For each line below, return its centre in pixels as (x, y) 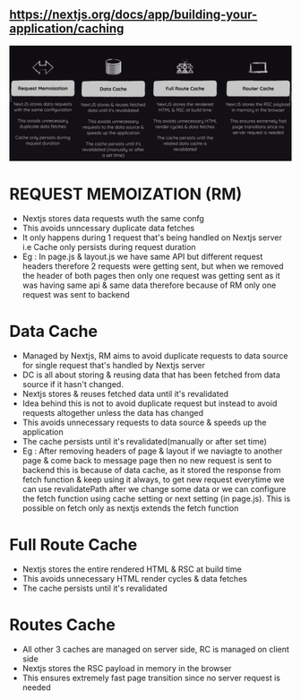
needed (36, 687)
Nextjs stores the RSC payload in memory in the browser (127, 669)
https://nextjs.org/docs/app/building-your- (133, 15)
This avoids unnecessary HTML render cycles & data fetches (135, 579)
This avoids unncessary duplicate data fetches (108, 229)
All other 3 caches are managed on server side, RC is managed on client (155, 650)
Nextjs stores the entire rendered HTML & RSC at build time (132, 569)
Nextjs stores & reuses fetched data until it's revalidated (125, 394)
